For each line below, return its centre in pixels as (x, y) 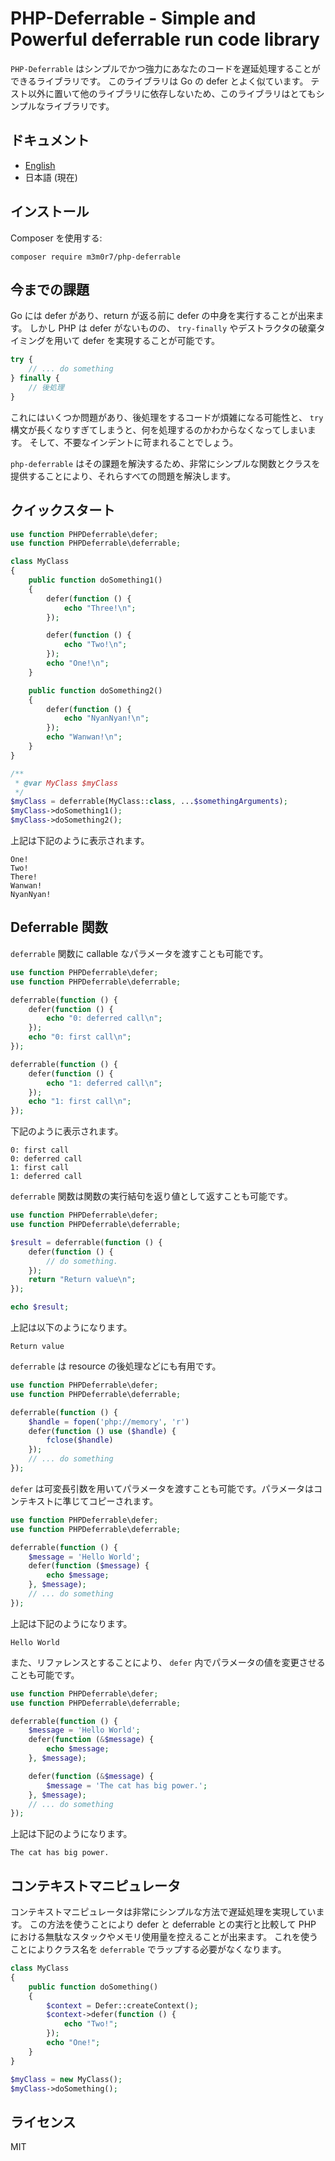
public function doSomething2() (95, 690)
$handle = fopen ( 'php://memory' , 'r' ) (109, 1422)
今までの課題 (50, 289)
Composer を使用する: (56, 238)
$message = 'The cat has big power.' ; (127, 1785)
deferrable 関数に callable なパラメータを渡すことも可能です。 (139, 953)
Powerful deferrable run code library (165, 39)
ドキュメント (50, 140)
